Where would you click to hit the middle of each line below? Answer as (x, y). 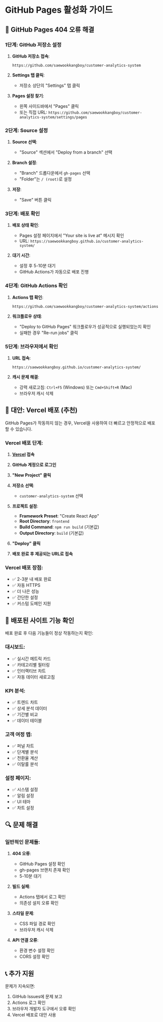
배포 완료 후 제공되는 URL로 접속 (42, 554)
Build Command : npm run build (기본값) (59, 527)
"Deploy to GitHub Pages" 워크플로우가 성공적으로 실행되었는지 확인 (85, 326)
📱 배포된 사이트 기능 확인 (40, 620)
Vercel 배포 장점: (24, 568)
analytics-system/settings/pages (53, 117)
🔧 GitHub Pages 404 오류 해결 (50, 30)
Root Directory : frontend (44, 521)
